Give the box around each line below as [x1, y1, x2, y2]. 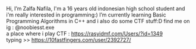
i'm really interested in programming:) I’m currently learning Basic [6, 11, 166, 18]
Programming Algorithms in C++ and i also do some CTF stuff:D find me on [6, 18, 190, 24]
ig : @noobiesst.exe [6, 24, 55, 31]
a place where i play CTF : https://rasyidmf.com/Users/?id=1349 [6, 30, 163, 37]
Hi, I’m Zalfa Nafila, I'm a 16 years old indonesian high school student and [6, 5, 185, 12]
